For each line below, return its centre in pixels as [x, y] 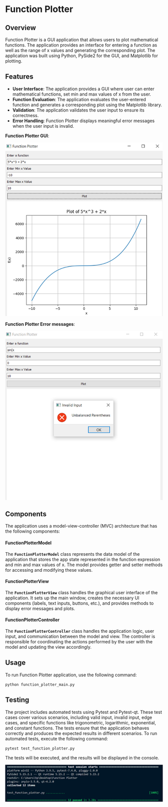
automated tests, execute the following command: [57, 738]
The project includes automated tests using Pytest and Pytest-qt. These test [84, 712]
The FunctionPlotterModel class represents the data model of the [72, 554]
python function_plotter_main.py [40, 684]
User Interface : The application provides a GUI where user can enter [83, 89]
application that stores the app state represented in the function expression [83, 559]
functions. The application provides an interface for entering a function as [81, 45]
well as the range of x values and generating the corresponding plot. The [80, 50]
